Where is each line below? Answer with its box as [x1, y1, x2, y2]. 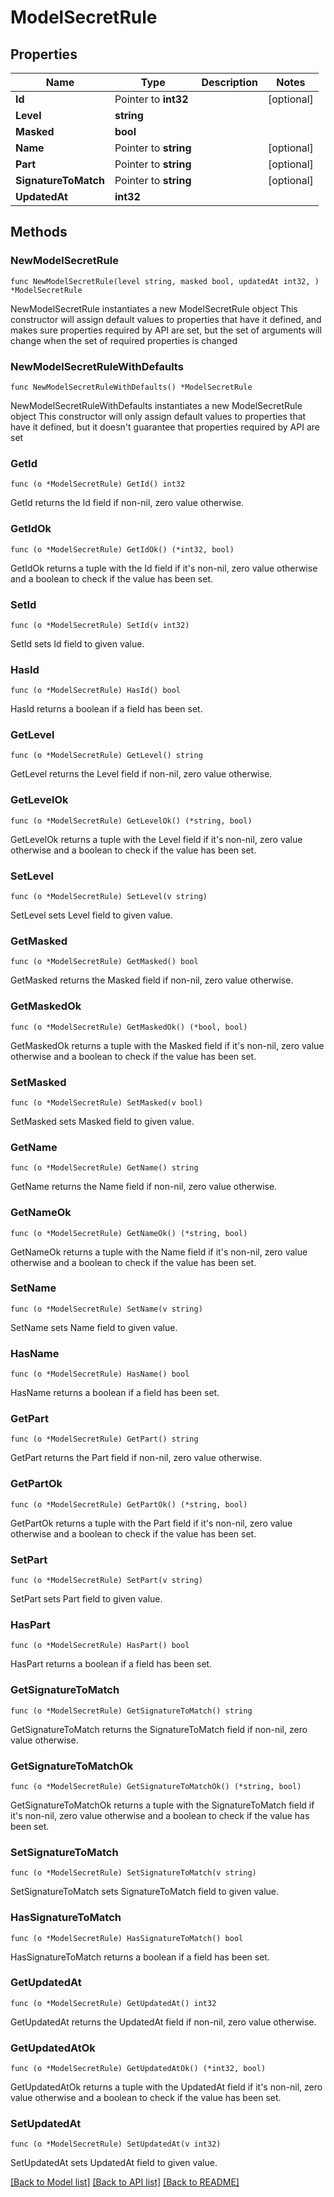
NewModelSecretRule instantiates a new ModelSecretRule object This [10, 302, 298, 315]
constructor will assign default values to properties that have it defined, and [10, 313, 322, 325]
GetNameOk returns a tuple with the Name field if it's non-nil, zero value [10, 1246, 308, 1258]
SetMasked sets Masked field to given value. [10, 1115, 195, 1127]
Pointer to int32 [114, 92, 189, 106]
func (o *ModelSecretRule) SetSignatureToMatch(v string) [10, 1868, 257, 1878]
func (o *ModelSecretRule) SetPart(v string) [10, 1576, 203, 1586]
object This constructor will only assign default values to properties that [10, 410, 307, 422]
